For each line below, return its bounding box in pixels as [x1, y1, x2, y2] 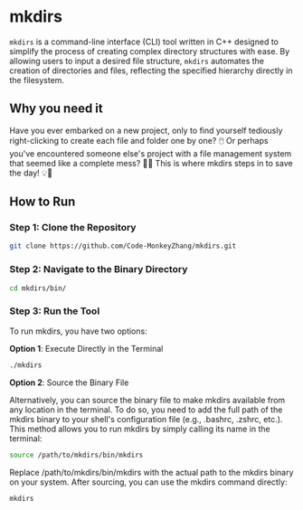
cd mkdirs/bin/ [9, 283, 67, 293]
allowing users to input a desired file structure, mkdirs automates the [9, 55, 265, 66]
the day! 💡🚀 [9, 167, 53, 178]
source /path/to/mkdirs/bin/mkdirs [9, 450, 144, 459]
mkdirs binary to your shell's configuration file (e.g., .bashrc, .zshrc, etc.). [9, 413, 283, 424]
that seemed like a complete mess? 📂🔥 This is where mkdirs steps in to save [9, 157, 293, 168]
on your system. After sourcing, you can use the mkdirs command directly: [9, 477, 288, 487]
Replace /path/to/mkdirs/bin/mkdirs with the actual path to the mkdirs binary [9, 467, 294, 477]
